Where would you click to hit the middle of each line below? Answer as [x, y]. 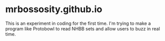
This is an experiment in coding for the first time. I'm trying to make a [78, 23]
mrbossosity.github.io [54, 9]
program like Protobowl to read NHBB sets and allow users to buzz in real [83, 28]
